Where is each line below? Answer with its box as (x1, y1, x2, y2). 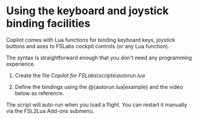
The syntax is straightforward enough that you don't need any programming (6, 54, 192, 61)
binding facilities (6, 17, 90, 30)
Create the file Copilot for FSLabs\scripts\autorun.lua (14, 72, 146, 79)
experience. (6, 60, 36, 67)
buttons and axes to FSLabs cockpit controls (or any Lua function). (6, 43, 169, 50)
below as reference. (14, 89, 64, 97)
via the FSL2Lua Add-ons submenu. (6, 107, 95, 114)
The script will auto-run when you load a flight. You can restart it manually (6, 101, 187, 108)
